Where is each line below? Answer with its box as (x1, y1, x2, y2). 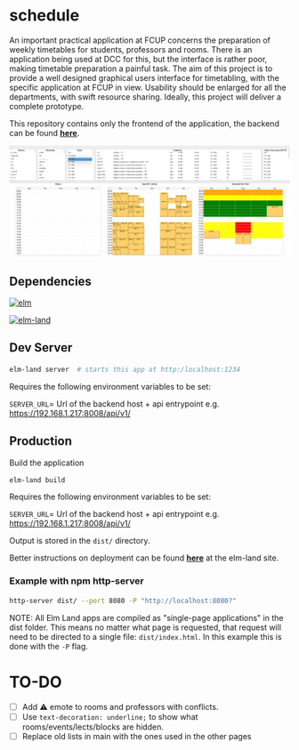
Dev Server (9, 340, 73, 356)
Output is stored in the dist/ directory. (9, 536, 150, 546)
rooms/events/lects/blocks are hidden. (21, 722, 165, 732)
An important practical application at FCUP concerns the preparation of (9, 35, 271, 45)
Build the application (9, 457, 85, 468)
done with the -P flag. (9, 641, 89, 651)
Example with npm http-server (9, 575, 144, 587)
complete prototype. (9, 101, 85, 111)
